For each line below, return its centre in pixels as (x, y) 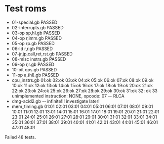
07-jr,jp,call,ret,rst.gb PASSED (42, 54)
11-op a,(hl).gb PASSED (35, 75)
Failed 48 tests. (20, 137)
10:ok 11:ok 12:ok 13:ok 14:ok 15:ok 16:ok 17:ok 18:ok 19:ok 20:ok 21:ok (82, 85)
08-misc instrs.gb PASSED (39, 59)
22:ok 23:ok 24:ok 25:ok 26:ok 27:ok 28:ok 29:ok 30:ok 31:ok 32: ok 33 (84, 91)
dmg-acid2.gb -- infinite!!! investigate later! (56, 101)
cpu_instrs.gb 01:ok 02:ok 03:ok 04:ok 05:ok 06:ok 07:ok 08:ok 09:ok (82, 80)
